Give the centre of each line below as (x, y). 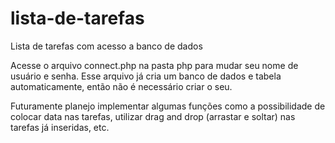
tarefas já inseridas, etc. (60, 127)
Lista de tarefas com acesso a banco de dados (106, 46)
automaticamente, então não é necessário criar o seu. (121, 86)
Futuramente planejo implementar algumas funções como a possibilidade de (168, 106)
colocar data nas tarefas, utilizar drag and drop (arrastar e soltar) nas (153, 116)
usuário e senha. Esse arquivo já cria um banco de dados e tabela (146, 76)
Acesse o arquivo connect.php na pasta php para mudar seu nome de (154, 65)
